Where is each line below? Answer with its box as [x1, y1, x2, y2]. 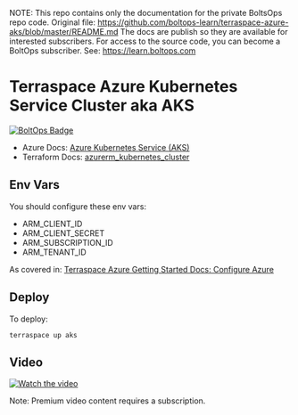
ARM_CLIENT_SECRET [21, 227, 105, 239]
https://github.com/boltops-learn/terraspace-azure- [97, 17, 289, 28]
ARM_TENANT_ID [21, 247, 87, 257]
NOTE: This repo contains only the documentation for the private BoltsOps [9, 8, 283, 18]
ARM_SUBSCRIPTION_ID [21, 237, 113, 248]
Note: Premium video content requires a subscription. [9, 395, 206, 406]
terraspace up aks [9, 330, 78, 339]
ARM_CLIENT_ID [21, 218, 83, 229]
